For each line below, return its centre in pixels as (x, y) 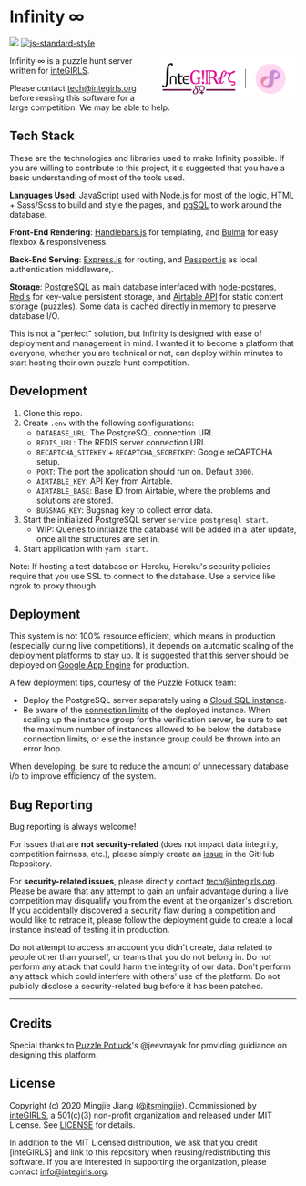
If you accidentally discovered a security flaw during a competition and (143, 910)
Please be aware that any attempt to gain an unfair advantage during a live (149, 891)
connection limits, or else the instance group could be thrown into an (151, 739)
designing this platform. (54, 1055)
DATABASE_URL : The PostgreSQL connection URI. (125, 432)
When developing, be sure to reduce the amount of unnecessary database (149, 766)
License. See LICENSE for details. (72, 1125)
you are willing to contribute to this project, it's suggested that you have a (147, 168)
